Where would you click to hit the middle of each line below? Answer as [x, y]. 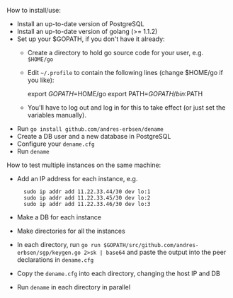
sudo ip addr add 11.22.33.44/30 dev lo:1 [87, 192]
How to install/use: [34, 10]
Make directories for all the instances [71, 231]
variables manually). [57, 115]
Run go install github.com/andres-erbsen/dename [90, 129]
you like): [41, 80]
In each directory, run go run [58, 245]
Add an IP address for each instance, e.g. [77, 179]
